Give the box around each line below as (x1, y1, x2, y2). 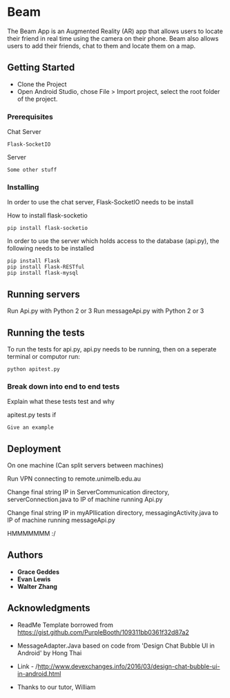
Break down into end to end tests (7, 381, 120, 391)
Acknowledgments (7, 602, 91, 614)
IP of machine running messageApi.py (7, 516, 115, 525)
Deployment (7, 443, 61, 454)
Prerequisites (7, 112, 53, 122)
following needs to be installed (7, 244, 95, 253)
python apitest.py (7, 365, 60, 373)
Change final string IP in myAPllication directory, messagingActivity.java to (7, 509, 219, 517)
